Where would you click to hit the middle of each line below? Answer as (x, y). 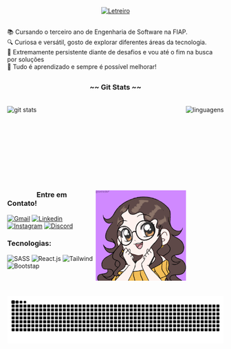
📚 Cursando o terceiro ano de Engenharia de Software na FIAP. (97, 32)
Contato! (22, 204)
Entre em (52, 195)
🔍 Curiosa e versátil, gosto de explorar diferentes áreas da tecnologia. (107, 42)
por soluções (26, 59)
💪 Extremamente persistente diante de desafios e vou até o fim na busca (110, 52)
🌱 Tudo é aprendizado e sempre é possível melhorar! (82, 67)
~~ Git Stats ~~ (115, 87)
